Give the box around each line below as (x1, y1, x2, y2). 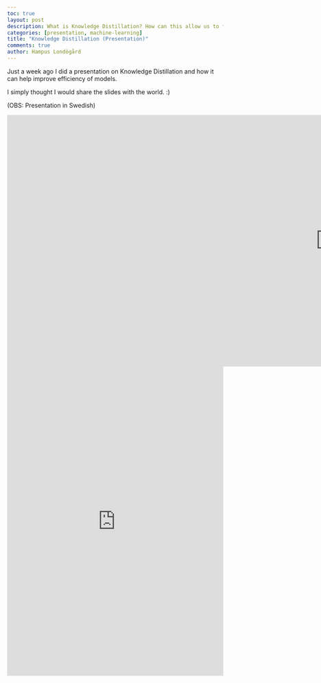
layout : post (7, 16, 45, 23)
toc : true (7, 10, 36, 17)
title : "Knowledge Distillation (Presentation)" (7, 36, 149, 43)
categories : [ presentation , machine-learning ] (7, 29, 143, 36)
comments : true (7, 42, 51, 49)
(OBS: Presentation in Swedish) (7, 101, 96, 109)
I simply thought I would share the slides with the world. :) (7, 87, 170, 96)
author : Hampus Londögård (7, 49, 81, 56)
